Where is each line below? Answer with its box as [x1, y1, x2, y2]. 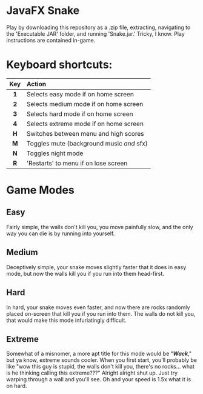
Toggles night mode [26, 149, 84, 158]
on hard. [6, 382, 27, 390]
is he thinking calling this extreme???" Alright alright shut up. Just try [6, 369, 178, 376]
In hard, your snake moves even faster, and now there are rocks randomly [6, 304, 190, 311]
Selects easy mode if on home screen [26, 90, 135, 98]
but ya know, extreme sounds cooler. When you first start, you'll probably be [6, 356, 197, 364]
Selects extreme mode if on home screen [26, 119, 144, 128]
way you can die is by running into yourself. [6, 230, 115, 237]
